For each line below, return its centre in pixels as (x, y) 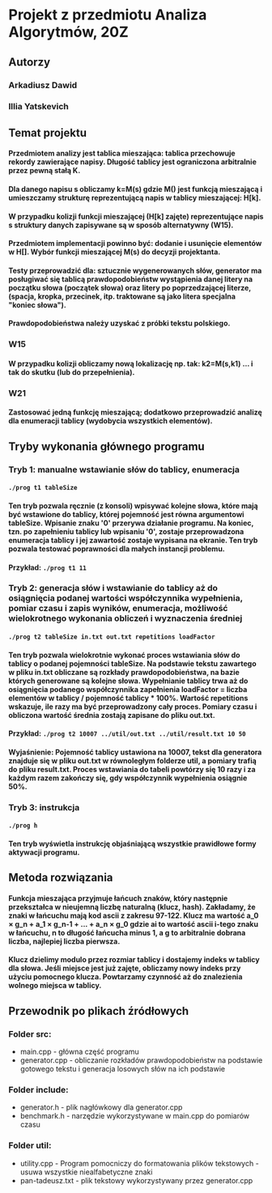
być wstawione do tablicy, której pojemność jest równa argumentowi (126, 514)
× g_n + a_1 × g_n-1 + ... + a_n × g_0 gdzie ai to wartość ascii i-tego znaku (134, 923)
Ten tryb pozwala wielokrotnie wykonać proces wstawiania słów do (124, 655)
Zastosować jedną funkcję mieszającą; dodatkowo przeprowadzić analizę (136, 412)
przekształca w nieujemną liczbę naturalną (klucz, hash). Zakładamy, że (132, 906)
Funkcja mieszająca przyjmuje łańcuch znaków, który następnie (118, 898)
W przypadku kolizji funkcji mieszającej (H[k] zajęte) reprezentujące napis (136, 216)
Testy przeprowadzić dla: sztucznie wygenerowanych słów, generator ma (135, 270)
